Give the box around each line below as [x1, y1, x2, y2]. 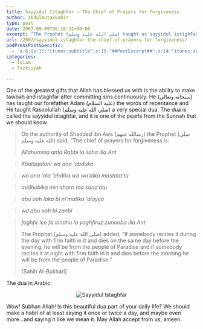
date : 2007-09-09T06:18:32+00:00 [6, 25, 91, 32]
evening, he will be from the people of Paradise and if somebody [21, 243, 182, 251]
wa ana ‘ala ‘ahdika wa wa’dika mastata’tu [21, 172, 129, 179]
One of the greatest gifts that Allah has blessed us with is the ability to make [6, 87, 195, 94]
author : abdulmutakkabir [6, 14, 69, 21]
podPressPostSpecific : [6, 43, 63, 49]
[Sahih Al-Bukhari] [21, 268, 68, 275]
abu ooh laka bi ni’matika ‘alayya [21, 196, 105, 203]
